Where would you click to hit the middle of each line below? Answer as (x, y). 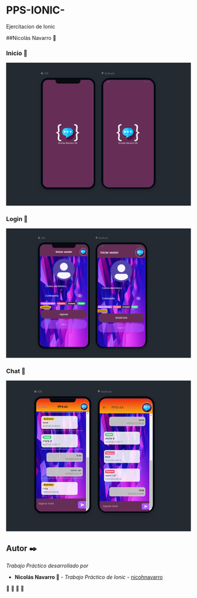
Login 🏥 (17, 219)
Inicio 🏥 (17, 53)
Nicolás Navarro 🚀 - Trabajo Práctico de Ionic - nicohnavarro (89, 577)
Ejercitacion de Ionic (31, 26)
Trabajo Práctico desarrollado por (47, 566)
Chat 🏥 (16, 371)
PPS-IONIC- (36, 10)
